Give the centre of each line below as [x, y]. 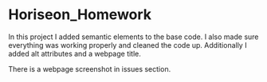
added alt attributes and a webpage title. [75, 53]
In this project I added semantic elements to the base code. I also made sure [133, 37]
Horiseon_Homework [80, 15]
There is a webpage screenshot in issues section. [90, 68]
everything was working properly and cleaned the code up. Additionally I [128, 45]
